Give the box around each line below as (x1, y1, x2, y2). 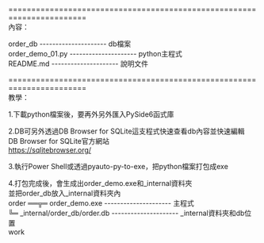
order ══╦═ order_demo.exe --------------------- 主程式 (8, 199, 194, 207)
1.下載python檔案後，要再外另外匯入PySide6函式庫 (8, 110, 174, 119)
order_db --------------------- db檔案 (8, 39, 132, 48)
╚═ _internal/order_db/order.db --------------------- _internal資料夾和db (8, 208, 245, 218)
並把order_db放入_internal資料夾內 (8, 188, 121, 198)
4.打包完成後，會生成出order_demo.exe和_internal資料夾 (8, 179, 193, 187)
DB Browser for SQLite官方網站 (8, 137, 109, 145)
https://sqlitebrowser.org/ (8, 145, 92, 155)
